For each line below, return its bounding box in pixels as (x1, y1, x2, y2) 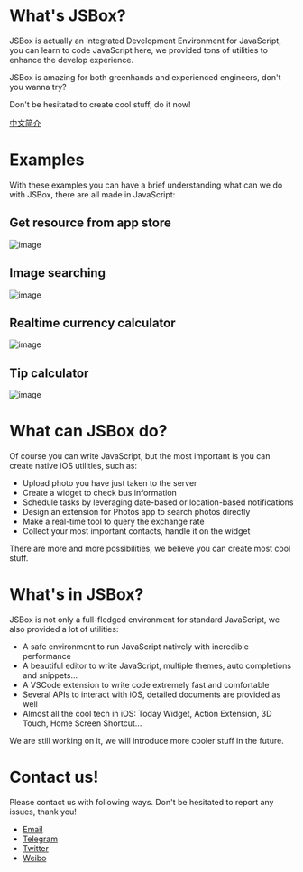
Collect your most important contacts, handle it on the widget (22, 526, 251, 537)
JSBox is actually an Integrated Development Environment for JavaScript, (9, 35, 281, 46)
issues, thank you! (9, 806, 77, 817)
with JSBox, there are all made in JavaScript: (9, 188, 176, 199)
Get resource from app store (9, 216, 171, 231)
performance (22, 651, 72, 661)
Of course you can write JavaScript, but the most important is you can (9, 451, 271, 462)
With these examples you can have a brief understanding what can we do (9, 179, 283, 190)
